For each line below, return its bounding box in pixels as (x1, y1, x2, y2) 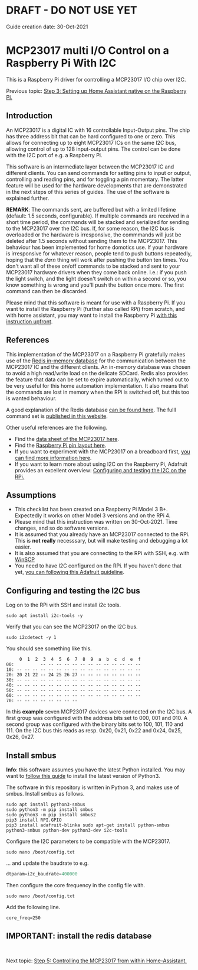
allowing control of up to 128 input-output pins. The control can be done (6, 145, 181, 153)
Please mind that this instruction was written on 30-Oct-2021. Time (14, 518, 178, 525)
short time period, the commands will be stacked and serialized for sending (6, 218, 189, 225)
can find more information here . (14, 454, 92, 461)
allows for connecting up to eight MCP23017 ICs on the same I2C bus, (6, 139, 176, 146)
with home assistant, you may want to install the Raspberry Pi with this (6, 312, 177, 319)
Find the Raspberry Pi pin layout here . (14, 442, 107, 449)
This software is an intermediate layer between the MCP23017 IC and (6, 163, 174, 170)
